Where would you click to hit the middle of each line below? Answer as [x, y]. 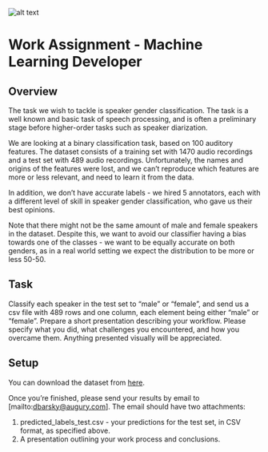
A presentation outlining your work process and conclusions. [120, 439]
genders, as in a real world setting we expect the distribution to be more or [131, 251]
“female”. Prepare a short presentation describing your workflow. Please [127, 321]
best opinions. [32, 210]
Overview [33, 91]
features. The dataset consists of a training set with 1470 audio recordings [131, 151]
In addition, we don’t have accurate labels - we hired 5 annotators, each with [134, 193]
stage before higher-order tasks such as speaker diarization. [108, 127]
